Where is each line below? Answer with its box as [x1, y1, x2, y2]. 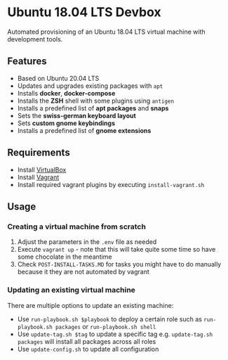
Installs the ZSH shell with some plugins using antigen [17, 96, 174, 105]
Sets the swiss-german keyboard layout [17, 111, 137, 120]
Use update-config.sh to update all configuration [17, 345, 159, 353]
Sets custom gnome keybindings [17, 119, 116, 127]
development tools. [7, 34, 63, 43]
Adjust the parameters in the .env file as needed [17, 238, 157, 246]
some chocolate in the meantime [17, 252, 112, 261]
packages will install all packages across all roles [17, 337, 156, 345]
